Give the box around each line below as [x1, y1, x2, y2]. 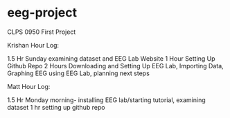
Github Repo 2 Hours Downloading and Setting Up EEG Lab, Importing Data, [7, 61, 224, 70]
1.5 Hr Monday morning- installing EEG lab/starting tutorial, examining [7, 95, 206, 104]
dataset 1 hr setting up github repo [7, 103, 105, 111]
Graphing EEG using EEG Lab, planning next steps [7, 69, 150, 77]
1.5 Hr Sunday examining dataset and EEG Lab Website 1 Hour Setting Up [7, 54, 216, 63]
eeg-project [7, 5, 78, 21]
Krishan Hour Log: [7, 41, 60, 49]
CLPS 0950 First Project [7, 28, 76, 36]
